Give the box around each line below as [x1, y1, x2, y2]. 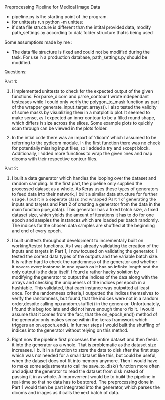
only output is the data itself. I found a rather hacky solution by [11, 269, 139, 275]
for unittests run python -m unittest [11, 19, 83, 25]
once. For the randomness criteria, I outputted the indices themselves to [11, 290, 159, 296]
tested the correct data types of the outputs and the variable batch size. [11, 253, 159, 259]
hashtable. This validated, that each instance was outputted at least [11, 285, 150, 291]
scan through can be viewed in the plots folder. [11, 125, 108, 131]
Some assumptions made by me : [4, 39, 73, 45]
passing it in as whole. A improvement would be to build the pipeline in [11, 374, 156, 379]
